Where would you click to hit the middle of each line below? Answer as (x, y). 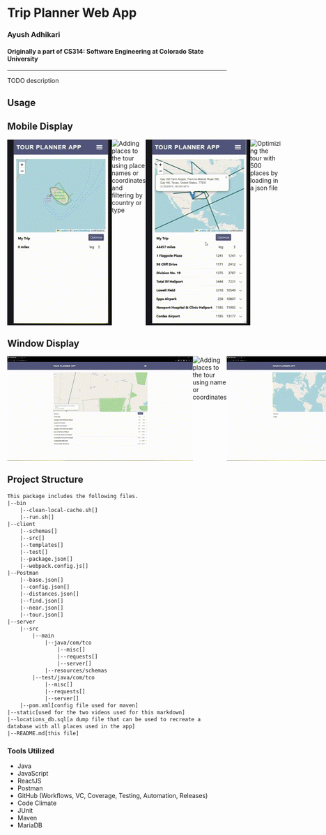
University (23, 59)
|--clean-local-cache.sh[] (59, 511)
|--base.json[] (42, 580)
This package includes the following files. (73, 497)
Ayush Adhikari (34, 35)
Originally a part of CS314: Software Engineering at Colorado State (106, 51)
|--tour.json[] (42, 615)
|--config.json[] (45, 587)
